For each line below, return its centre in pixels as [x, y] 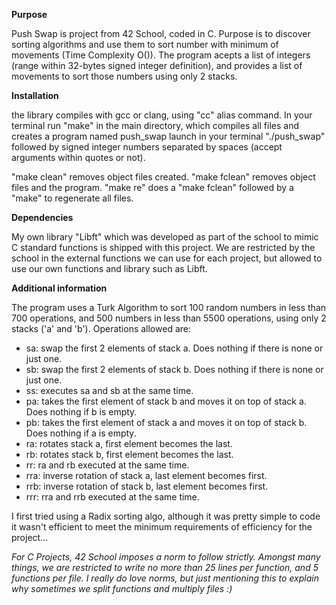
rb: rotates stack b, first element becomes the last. [129, 454]
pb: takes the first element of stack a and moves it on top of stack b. [166, 422]
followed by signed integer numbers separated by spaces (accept [147, 147]
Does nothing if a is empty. [81, 433]
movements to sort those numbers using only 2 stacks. [124, 76]
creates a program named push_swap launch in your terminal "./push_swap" [168, 136]
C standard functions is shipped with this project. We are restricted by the [163, 247]
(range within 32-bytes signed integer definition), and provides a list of [157, 65]
